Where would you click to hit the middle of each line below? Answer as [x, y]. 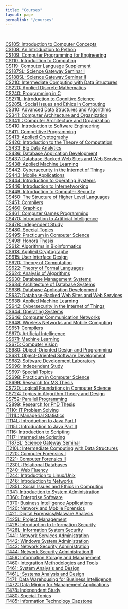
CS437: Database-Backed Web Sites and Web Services [64, 159]
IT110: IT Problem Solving [32, 410]
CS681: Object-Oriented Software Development [56, 356]
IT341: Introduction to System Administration [52, 492]
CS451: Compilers [24, 202]
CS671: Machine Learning [33, 339]
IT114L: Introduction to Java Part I [41, 421]
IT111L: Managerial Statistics [35, 416]
